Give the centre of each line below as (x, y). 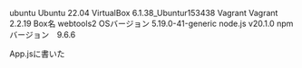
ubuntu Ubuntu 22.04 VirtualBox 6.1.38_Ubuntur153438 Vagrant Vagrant (144, 13)
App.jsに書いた (37, 54)
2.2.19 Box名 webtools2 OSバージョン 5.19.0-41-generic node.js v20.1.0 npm (151, 23)
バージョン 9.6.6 (43, 34)
